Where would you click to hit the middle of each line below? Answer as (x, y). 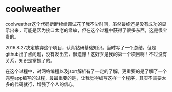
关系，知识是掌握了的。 (30, 60)
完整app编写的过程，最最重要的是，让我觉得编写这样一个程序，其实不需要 (84, 78)
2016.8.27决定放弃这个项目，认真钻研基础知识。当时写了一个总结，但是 (81, 47)
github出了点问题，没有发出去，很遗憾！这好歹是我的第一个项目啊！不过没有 (86, 54)
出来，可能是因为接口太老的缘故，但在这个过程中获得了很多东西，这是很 (86, 30)
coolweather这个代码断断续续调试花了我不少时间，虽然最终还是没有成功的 (84, 24)
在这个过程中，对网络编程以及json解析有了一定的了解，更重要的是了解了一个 (86, 71)
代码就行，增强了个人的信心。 (46, 84)
